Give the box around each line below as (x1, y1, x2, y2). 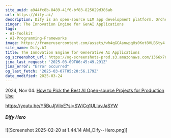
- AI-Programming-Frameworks (5, 36, 67, 41)
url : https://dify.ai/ (5, 12, 53, 17)
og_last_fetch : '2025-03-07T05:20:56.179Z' (5, 69, 99, 74)
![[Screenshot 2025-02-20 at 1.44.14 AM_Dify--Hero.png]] (5, 127, 128, 133)
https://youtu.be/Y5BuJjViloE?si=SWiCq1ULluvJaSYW (5, 102, 118, 109)
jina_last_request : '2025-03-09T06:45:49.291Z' (5, 59, 108, 64)
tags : (5, 26, 17, 31)
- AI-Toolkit (5, 31, 33, 36)
